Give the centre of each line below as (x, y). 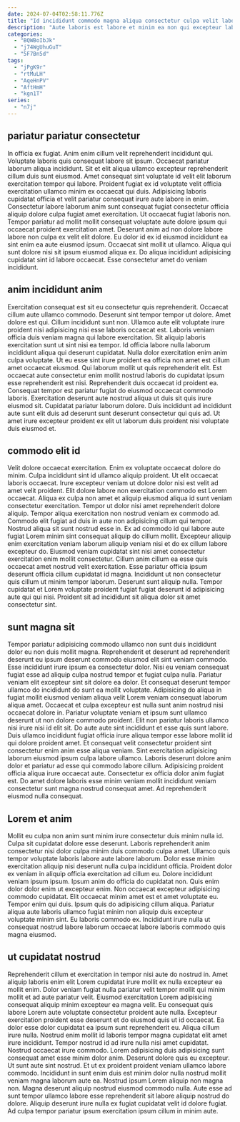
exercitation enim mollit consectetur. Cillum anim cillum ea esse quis (108, 559)
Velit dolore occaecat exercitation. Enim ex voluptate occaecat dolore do (114, 468)
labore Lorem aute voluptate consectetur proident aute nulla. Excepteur (112, 1012)
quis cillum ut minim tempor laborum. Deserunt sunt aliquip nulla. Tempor (115, 582)
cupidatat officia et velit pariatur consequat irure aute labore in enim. (108, 199)
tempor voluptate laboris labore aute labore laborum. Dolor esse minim (111, 858)
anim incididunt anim (55, 290)
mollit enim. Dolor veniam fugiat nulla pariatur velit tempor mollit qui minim (116, 989)
